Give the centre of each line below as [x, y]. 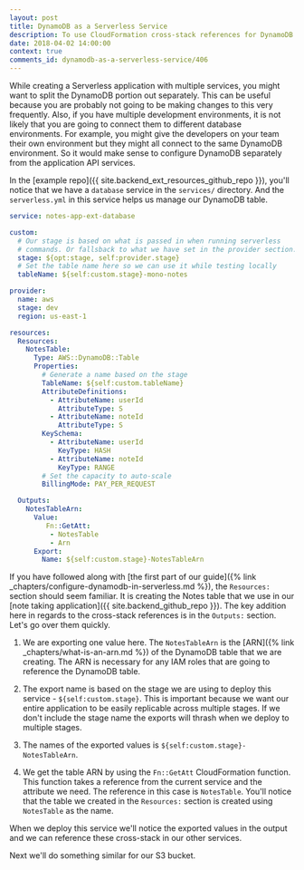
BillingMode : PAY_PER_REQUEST [99, 484]
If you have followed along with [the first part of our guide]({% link [133, 577]
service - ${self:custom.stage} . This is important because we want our [156, 699]
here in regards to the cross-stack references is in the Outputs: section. [143, 615]
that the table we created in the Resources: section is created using [147, 801]
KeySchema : [62, 434]
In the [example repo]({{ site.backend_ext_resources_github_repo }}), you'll [149, 180]
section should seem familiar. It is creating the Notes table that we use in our [152, 596]
